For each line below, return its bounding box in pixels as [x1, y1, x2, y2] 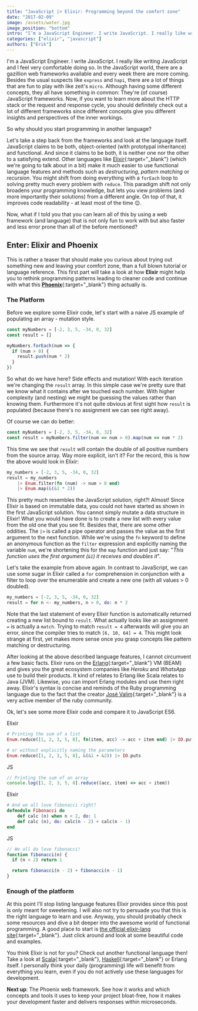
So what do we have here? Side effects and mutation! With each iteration [6, 375, 183, 383]
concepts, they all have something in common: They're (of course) [6, 89, 168, 96]
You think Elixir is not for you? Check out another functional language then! [6, 949, 188, 957]
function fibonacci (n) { [6, 851, 68, 857]
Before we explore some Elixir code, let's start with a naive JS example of [6, 309, 184, 316]
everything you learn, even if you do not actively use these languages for [6, 968, 184, 975]
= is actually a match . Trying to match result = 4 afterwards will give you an [6, 623, 189, 630]
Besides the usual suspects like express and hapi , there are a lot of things [6, 76, 184, 83]
